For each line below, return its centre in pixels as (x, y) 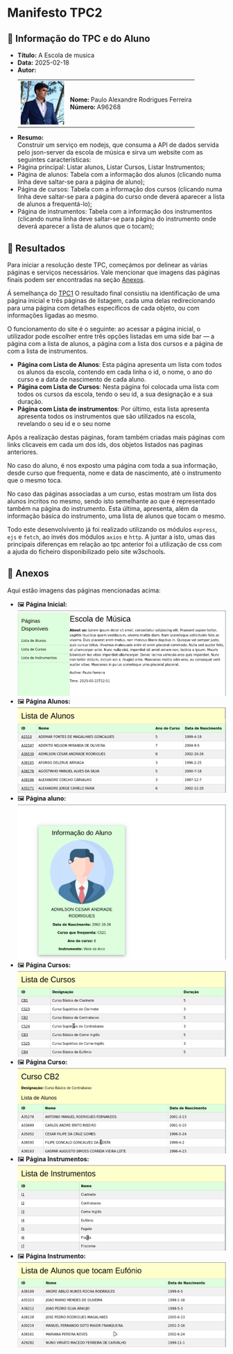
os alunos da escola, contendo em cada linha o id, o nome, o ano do (115, 372)
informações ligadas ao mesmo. (53, 315)
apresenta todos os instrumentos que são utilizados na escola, (106, 416)
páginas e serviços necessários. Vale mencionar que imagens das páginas (114, 272)
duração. (30, 402)
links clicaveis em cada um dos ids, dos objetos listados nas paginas (105, 445)
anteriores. (23, 452)
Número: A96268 (95, 107)
